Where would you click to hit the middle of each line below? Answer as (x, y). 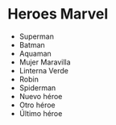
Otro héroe (37, 105)
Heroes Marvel (58, 14)
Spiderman (37, 87)
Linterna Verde (44, 70)
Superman (36, 36)
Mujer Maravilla (45, 62)
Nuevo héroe (41, 96)
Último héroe (41, 113)
